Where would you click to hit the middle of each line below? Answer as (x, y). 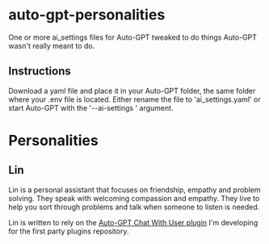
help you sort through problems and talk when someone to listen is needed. (134, 207)
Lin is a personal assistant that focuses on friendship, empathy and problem (134, 189)
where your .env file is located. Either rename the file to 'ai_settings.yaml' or (134, 99)
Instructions (40, 72)
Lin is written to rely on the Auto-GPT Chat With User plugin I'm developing (133, 222)
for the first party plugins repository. (69, 231)
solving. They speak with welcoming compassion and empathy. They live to (134, 198)
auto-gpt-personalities (87, 15)
